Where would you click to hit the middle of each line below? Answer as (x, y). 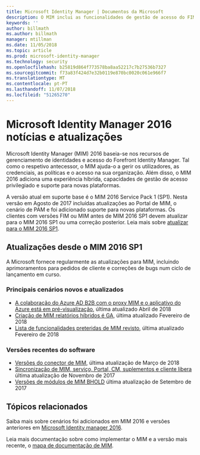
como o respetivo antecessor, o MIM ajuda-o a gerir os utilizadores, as (93, 166)
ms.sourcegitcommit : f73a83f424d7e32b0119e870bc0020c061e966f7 (86, 73)
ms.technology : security (37, 61)
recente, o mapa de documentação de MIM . (60, 445)
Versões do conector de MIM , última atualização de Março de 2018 (97, 363)
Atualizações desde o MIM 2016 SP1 (74, 247)
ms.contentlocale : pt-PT (37, 84)
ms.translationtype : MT (36, 78)
